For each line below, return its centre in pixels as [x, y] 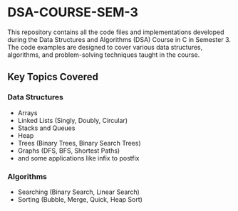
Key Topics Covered [53, 77]
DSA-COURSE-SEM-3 [73, 12]
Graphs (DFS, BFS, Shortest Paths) [69, 151]
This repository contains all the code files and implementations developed [116, 32]
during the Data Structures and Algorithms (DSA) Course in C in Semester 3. [119, 39]
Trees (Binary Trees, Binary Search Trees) [79, 143]
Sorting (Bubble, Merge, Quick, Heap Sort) [80, 199]
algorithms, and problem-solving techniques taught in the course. [104, 55]
